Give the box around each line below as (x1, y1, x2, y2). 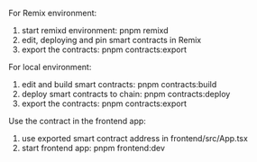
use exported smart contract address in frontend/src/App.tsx (21, 133, 249, 143)
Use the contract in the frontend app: (8, 116, 146, 126)
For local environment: (8, 62, 92, 72)
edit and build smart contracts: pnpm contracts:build (21, 79, 217, 89)
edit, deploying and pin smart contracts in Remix (21, 35, 202, 45)
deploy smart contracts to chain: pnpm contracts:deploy (21, 89, 231, 99)
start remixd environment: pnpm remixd (21, 25, 169, 35)
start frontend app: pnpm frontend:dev (21, 143, 166, 153)
